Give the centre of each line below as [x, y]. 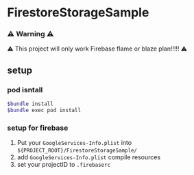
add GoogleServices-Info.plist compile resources [89, 157]
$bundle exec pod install [44, 111]
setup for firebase [38, 128]
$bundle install [30, 104]
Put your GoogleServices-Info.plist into [74, 143]
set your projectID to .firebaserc [64, 165]
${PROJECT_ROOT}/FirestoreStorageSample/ [77, 151]
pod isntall [25, 90]
